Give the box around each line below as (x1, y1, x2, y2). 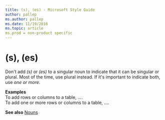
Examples (5, 88, 26, 95)
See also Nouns (5, 109, 38, 115)
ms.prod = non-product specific (5, 30, 72, 35)
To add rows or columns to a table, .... (5, 94, 83, 100)
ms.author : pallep (5, 16, 43, 21)
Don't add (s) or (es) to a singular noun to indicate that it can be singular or (5, 68, 159, 74)
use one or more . (5, 79, 40, 85)
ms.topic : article (5, 26, 43, 31)
